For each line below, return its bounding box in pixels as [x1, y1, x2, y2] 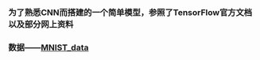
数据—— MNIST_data [8, 42, 89, 53]
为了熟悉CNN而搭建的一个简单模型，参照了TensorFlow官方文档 [8, 6, 253, 17]
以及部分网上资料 [8, 18, 74, 29]
